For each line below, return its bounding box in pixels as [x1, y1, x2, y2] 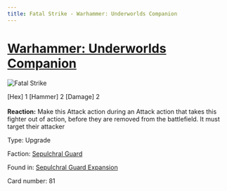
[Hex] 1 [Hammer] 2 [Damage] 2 [7, 92, 100, 100]
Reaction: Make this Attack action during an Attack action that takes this [7, 107, 217, 116]
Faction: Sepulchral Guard [7, 149, 83, 158]
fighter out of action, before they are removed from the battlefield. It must [7, 114, 220, 123]
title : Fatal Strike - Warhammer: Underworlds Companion [7, 10, 178, 18]
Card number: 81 [7, 176, 56, 185]
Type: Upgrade [7, 136, 51, 144]
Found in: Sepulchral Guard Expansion [7, 163, 118, 171]
